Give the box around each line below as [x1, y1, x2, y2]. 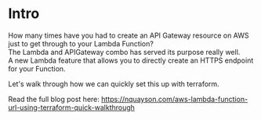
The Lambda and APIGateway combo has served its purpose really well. [8, 47, 241, 56]
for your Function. [8, 64, 66, 73]
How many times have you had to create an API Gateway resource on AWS [8, 31, 249, 40]
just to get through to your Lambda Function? [8, 38, 154, 48]
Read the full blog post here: [8, 94, 100, 104]
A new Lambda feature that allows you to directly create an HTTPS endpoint [8, 56, 254, 65]
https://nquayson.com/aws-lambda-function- [100, 94, 248, 104]
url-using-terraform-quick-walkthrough [8, 103, 136, 112]
